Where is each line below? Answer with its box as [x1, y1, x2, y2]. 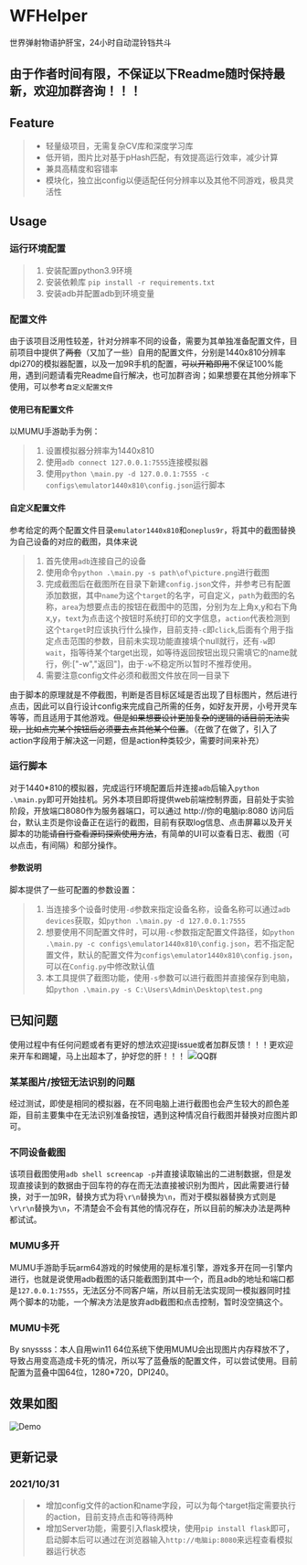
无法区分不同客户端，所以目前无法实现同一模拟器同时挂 [82, 1284, 291, 1295]
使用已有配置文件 [9, 403, 74, 414]
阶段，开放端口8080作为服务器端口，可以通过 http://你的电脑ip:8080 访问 [9, 805, 286, 816]
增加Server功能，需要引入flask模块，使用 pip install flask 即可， [45, 1522, 295, 1533]
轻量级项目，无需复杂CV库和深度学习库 [45, 141, 194, 152]
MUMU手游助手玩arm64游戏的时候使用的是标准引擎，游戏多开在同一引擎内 [9, 1261, 293, 1272]
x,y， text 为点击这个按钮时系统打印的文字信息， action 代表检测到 [45, 612, 291, 623]
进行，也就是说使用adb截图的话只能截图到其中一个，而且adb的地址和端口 [9, 1273, 287, 1284]
